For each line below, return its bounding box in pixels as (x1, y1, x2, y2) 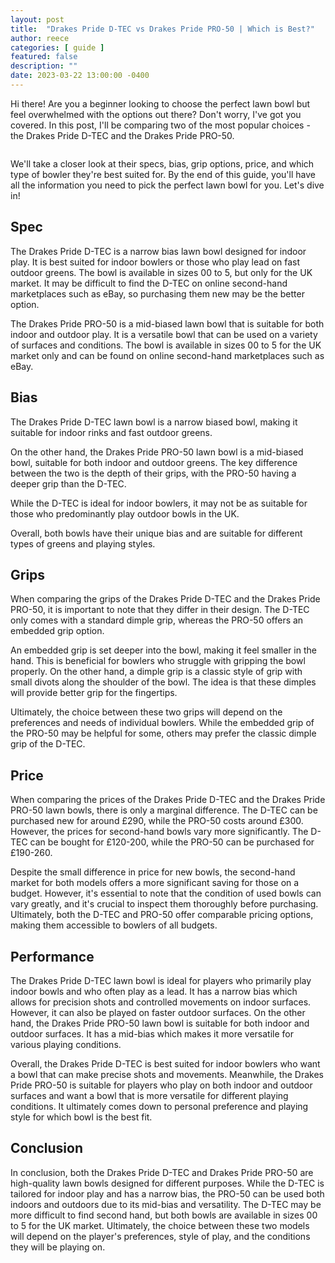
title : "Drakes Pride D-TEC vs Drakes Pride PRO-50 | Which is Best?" (10, 24, 315, 34)
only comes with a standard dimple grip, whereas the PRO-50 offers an (10, 614, 304, 626)
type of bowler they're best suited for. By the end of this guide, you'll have (10, 168, 316, 180)
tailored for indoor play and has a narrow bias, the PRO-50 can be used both (10, 1187, 325, 1200)
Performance (10, 948, 95, 965)
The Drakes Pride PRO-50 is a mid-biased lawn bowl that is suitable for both (10, 317, 325, 330)
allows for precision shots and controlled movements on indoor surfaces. (10, 996, 312, 1008)
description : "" (10, 61, 78, 71)
